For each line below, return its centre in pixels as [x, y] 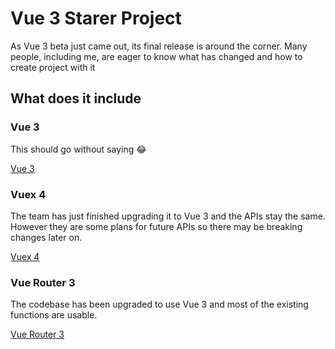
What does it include [76, 98]
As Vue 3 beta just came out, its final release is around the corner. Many [159, 46]
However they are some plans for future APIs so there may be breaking [156, 226]
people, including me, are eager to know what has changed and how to [156, 56]
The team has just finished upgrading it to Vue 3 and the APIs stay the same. [168, 216]
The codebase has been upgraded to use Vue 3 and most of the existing [159, 304]
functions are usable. [54, 315]
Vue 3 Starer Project [96, 18]
